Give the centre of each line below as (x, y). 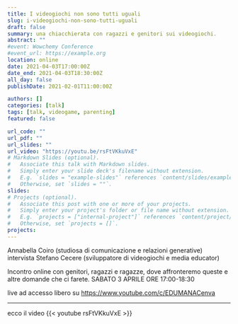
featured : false (31, 119)
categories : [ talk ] (36, 106)
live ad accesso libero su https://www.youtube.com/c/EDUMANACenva (112, 293)
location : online (33, 60)
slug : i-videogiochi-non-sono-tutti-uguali (73, 21)
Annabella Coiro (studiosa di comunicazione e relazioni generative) (105, 250)
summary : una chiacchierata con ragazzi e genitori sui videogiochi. (112, 34)
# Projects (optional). (42, 197)
